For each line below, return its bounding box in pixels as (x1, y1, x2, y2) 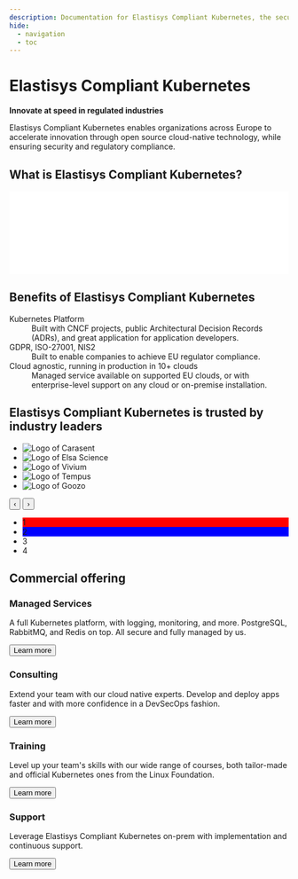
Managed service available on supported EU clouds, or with (31, 370, 250, 381)
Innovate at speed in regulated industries (9, 106, 164, 116)
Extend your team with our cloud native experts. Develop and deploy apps (9, 688, 280, 699)
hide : (9, 21, 29, 30)
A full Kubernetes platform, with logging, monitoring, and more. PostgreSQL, (9, 617, 288, 628)
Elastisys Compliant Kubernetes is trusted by (9, 405, 264, 420)
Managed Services (9, 597, 92, 609)
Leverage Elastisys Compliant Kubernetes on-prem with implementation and (9, 831, 287, 842)
